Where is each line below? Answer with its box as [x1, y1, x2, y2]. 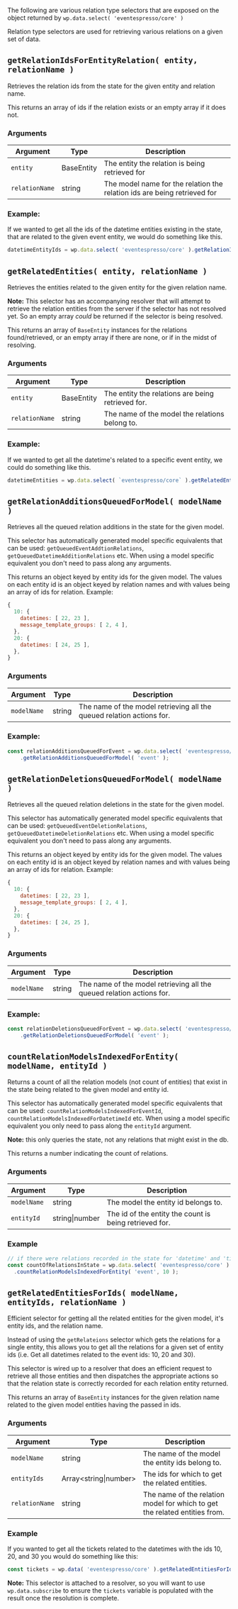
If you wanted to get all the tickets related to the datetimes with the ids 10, [7, 1544, 222, 1553]
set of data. [7, 35, 41, 43]
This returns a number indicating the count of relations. [7, 1149, 169, 1158]
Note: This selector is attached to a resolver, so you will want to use [7, 1578, 205, 1587]
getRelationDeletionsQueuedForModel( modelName [7, 773, 222, 784]
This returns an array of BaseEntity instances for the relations [7, 326, 188, 334]
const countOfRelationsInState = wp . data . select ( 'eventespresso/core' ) [7, 1261, 230, 1268]
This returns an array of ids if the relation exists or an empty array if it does [7, 103, 227, 111]
